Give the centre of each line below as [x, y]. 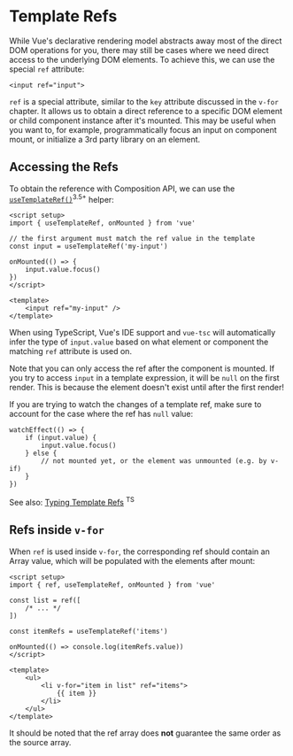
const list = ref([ [45, 600]
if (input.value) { [61, 438]
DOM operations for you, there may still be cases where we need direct [139, 50]
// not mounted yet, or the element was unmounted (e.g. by [154, 461]
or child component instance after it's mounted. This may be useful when [143, 120]
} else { [41, 453]
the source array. [40, 742]
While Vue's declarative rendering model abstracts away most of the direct [146, 41]
